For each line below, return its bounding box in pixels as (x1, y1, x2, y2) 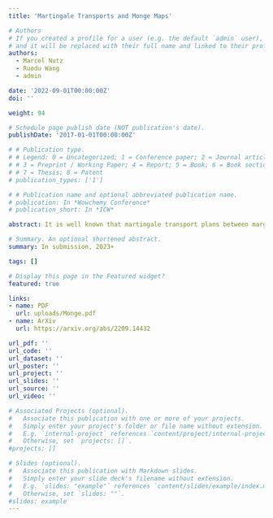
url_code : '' (8, 346, 53, 355)
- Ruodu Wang (15, 64, 60, 73)
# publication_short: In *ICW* (8, 206, 115, 214)
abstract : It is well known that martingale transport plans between (8, 220, 249, 229)
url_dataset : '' (8, 355, 63, 363)
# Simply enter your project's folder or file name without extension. (8, 422, 264, 430)
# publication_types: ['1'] (8, 176, 104, 184)
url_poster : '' (8, 362, 60, 370)
